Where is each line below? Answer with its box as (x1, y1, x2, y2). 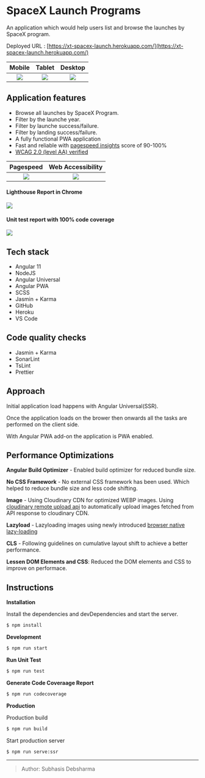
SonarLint (15, 355, 40, 363)
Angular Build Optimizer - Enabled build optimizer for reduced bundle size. (6, 466, 196, 474)
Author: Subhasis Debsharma (21, 765, 96, 772)
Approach (6, 386, 45, 396)
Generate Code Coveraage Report (6, 679, 94, 686)
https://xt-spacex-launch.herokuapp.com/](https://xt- (48, 42, 184, 50)
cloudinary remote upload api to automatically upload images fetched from (6, 503, 194, 511)
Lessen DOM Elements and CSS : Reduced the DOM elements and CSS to (6, 558, 192, 566)
